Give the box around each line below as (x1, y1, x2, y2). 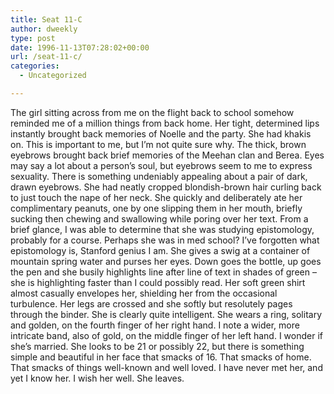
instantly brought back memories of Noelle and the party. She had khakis (10, 127, 312, 140)
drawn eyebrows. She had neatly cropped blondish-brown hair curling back (10, 181, 322, 193)
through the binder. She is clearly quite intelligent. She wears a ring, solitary (10, 308, 323, 320)
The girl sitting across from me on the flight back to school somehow (10, 106, 295, 118)
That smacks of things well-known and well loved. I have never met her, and (10, 361, 323, 373)
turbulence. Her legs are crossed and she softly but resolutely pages (10, 297, 293, 310)
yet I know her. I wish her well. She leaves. (10, 372, 185, 384)
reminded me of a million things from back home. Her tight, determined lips (10, 117, 320, 129)
